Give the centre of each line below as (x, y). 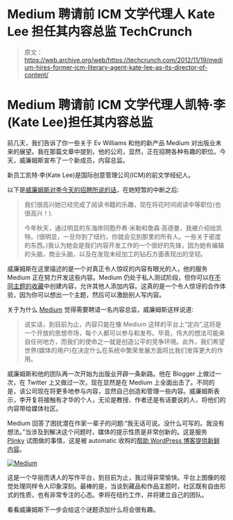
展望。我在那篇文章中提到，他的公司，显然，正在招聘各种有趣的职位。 (119, 151)
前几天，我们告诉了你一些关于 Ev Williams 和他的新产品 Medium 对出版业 (112, 142)
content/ (36, 74)
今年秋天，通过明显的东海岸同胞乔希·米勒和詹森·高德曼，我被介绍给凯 (123, 228)
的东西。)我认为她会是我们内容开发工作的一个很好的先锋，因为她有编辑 (124, 245)
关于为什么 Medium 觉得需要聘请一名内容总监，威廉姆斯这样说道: (101, 309)
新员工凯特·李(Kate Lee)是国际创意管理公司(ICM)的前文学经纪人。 (101, 175)
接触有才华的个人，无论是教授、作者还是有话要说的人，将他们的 (135, 399)
